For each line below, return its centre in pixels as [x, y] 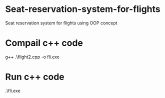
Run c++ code [35, 77]
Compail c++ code [44, 43]
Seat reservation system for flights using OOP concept [61, 23]
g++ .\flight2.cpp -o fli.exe [32, 57]
